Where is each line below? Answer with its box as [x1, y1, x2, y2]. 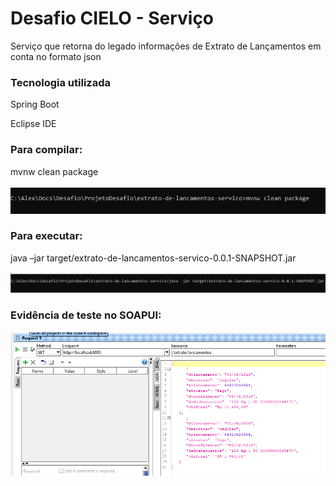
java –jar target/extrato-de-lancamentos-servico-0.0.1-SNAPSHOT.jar [10, 252, 297, 264]
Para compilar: [10, 143, 83, 157]
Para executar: [10, 229, 83, 243]
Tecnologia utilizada [10, 75, 111, 89]
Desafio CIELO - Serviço [10, 7, 215, 30]
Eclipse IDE [10, 118, 57, 130]
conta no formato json [10, 50, 102, 62]
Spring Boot [10, 98, 60, 111]
